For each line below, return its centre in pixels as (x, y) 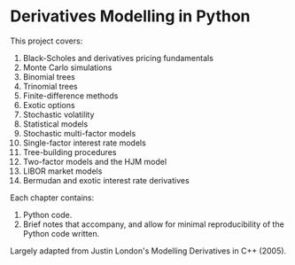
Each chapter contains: (52, 198)
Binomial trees (49, 76)
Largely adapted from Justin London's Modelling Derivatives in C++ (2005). (148, 251)
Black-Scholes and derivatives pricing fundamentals (118, 58)
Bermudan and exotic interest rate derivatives (106, 180)
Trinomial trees (50, 86)
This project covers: (47, 41)
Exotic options (49, 105)
